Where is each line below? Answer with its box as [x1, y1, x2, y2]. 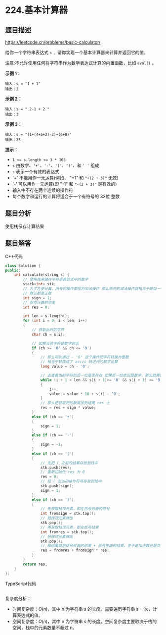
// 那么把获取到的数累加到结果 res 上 [40, 401, 110, 406]
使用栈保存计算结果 [5, 223, 44, 229]
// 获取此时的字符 [31, 327, 64, 332]
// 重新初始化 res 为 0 [40, 470, 85, 475]
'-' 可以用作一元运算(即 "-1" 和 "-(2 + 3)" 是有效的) [12, 181, 117, 187]
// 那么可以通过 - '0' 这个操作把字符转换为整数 [40, 355, 129, 360]
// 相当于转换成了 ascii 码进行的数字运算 [40, 360, 118, 365]
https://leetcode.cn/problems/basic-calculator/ [5, 39, 101, 45]
